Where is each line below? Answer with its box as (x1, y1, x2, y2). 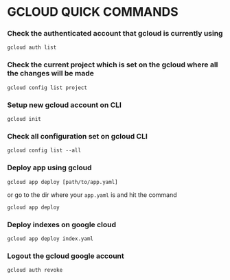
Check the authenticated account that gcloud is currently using (7, 29, 223, 38)
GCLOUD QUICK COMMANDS (7, 4, 179, 20)
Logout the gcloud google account (7, 251, 125, 261)
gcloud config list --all (7, 147, 81, 154)
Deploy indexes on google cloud (7, 220, 117, 229)
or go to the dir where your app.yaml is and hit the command (7, 190, 177, 199)
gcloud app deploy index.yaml (7, 235, 94, 242)
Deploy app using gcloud (7, 163, 92, 172)
